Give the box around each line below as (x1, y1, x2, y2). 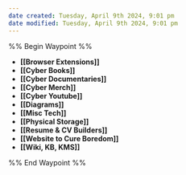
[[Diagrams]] (19, 100, 64, 109)
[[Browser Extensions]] (19, 57, 100, 67)
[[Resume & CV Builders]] (19, 125, 108, 135)
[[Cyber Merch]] (19, 82, 76, 92)
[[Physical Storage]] (19, 116, 89, 126)
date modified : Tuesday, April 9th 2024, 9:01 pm (8, 19, 179, 27)
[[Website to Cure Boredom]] (19, 133, 119, 143)
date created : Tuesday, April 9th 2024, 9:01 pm (8, 11, 175, 20)
